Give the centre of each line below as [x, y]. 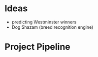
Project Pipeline [38, 47]
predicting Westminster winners [44, 22]
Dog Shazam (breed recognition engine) [52, 27]
